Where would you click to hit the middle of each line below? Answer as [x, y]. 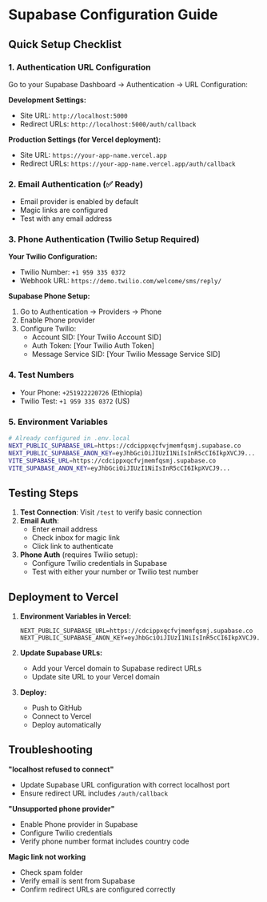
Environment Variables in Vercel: [76, 616]
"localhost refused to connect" [61, 769]
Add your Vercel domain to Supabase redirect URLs [117, 668]
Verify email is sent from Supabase [78, 880]
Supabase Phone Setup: [49, 296]
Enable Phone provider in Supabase [79, 824]
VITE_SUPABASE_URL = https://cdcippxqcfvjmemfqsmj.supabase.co [112, 461]
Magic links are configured [64, 210]
